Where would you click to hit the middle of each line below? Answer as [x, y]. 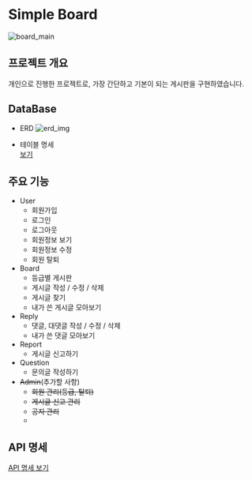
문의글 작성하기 [55, 372]
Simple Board [53, 15]
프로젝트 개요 [38, 64]
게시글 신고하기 [55, 354]
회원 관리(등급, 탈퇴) [62, 392]
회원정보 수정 [52, 249]
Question [34, 363]
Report [30, 344]
